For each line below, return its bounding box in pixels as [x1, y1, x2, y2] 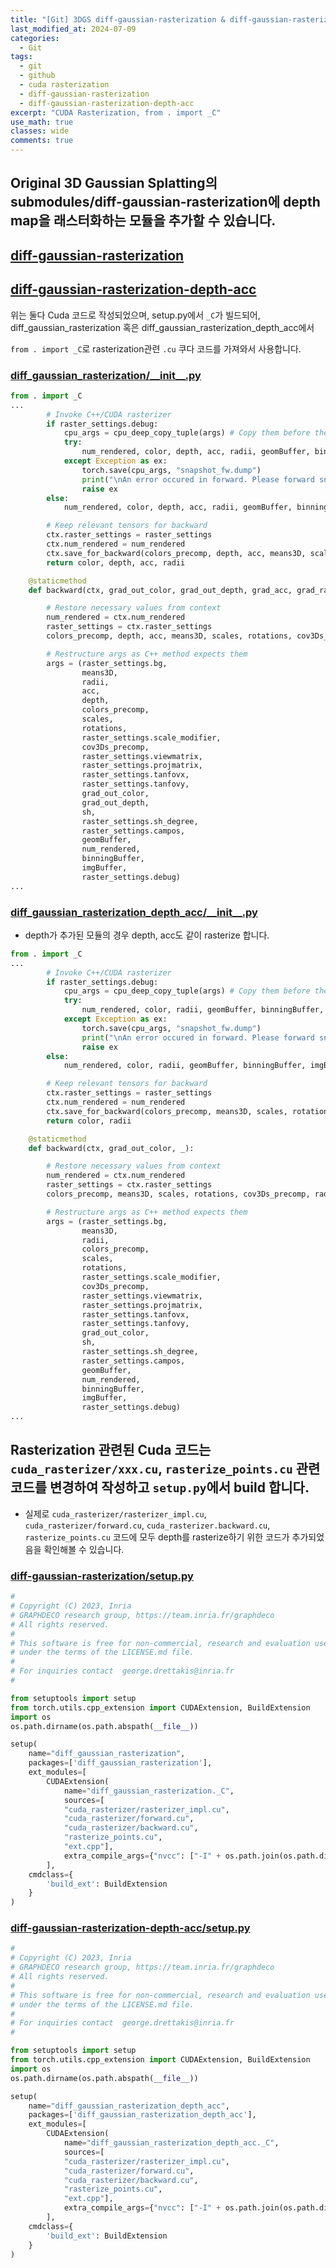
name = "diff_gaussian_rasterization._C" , [63, 1786, 235, 1796]
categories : [10, 33, 60, 43]
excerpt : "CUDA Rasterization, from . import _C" [10, 107, 222, 118]
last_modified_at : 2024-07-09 [10, 24, 137, 34]
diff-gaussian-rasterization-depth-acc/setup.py [10, 1921, 251, 1935]
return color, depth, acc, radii [46, 557, 186, 568]
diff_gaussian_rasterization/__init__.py [10, 368, 202, 382]
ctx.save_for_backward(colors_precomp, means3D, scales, [46, 1106, 288, 1116]
